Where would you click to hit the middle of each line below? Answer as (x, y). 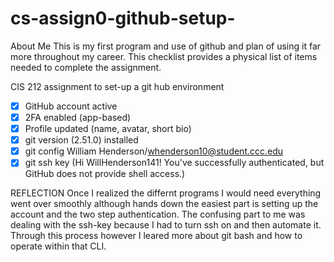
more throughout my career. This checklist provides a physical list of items (164, 56)
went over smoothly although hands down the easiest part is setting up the (164, 204)
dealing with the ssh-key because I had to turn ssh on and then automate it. (166, 225)
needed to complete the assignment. (86, 67)
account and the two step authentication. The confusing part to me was (158, 214)
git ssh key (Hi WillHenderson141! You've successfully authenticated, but (174, 163)
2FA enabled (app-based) (78, 117)
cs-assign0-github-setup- (123, 18)
